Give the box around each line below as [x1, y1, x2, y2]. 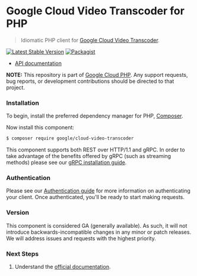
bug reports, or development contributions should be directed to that [6, 77, 174, 85]
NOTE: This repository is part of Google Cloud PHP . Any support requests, [6, 71, 188, 78]
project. [6, 83, 26, 91]
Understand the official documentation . [14, 263, 111, 270]
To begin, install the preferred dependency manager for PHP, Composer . [6, 112, 183, 120]
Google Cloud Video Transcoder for [6, 4, 185, 18]
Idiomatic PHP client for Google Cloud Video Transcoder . [20, 36, 160, 44]
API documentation [14, 60, 62, 67]
